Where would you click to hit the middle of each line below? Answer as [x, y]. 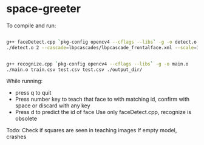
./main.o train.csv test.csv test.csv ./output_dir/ [74, 69]
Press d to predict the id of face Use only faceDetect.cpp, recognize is [103, 112]
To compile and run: [31, 25]
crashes [16, 137]
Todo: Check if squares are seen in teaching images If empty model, [92, 130]
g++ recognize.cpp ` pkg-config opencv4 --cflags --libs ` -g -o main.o [97, 64]
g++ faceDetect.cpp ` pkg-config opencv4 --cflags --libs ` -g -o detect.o [102, 42]
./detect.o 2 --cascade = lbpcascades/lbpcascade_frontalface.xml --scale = [102, 47]
